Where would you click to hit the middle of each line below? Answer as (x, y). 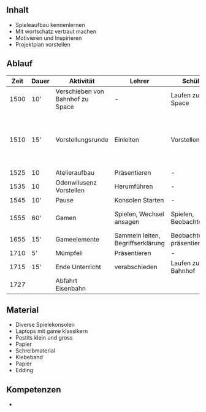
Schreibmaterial (35, 351)
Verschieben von (80, 91)
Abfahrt (67, 280)
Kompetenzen (34, 390)
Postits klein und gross (44, 338)
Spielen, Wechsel (139, 214)
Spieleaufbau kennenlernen (50, 25)
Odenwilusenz (76, 182)
